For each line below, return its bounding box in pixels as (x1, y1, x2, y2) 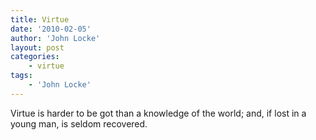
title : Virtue (10, 14, 70, 25)
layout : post (10, 42, 65, 53)
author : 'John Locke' (10, 33, 101, 43)
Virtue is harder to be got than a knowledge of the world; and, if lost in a (10, 107, 307, 119)
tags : (10, 71, 33, 81)
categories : (10, 52, 60, 62)
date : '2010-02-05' (10, 24, 92, 34)
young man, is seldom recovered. (10, 117, 148, 130)
